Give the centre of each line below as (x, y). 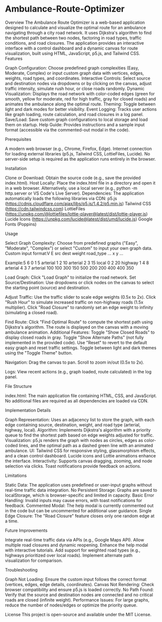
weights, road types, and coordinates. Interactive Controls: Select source (78, 78)
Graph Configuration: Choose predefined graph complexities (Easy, (72, 68)
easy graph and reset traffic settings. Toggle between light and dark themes (81, 348)
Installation (16, 168)
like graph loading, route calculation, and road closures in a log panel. (74, 114)
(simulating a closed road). (32, 312)
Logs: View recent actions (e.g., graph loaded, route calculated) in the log (78, 371)
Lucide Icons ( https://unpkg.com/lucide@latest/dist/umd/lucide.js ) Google (79, 219)
